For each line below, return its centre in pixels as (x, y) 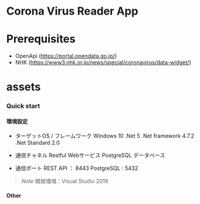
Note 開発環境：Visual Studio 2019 (65, 181)
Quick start (23, 106)
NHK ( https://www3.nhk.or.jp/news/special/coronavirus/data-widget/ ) (103, 63)
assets (24, 87)
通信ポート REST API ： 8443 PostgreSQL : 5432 (77, 168)
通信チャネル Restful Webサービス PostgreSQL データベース (90, 155)
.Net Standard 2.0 (37, 143)
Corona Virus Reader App (72, 11)
